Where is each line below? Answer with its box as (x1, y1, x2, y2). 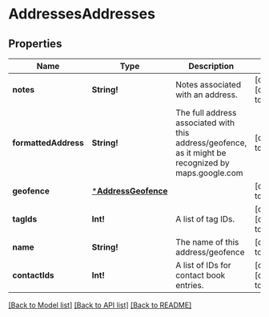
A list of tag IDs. (175, 213, 235, 225)
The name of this (175, 237, 239, 247)
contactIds (12, 270, 54, 281)
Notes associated (175, 79, 242, 90)
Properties (8, 37, 62, 51)
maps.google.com (175, 168, 243, 178)
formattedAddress (12, 137, 84, 148)
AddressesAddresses (8, 5, 156, 23)
